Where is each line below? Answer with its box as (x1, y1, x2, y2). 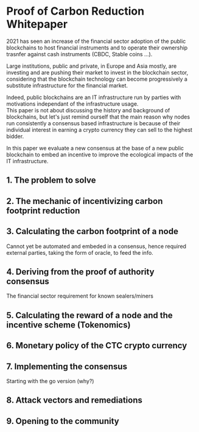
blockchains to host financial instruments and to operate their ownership (6, 44, 188, 51)
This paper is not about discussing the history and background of (6, 106, 170, 114)
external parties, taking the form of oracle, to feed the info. (6, 249, 153, 256)
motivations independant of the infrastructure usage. (6, 100, 139, 108)
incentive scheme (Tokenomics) (6, 320, 131, 330)
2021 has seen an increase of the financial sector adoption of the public (6, 37, 186, 45)
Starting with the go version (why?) (6, 377, 94, 384)
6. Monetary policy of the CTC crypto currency (6, 340, 187, 351)
